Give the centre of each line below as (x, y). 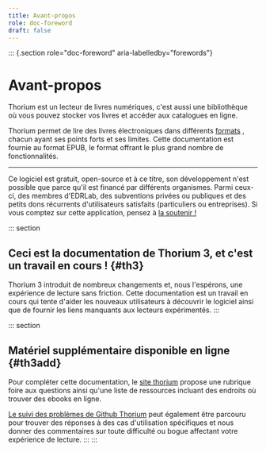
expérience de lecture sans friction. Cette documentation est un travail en (128, 293)
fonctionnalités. (34, 156)
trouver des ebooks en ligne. (55, 399)
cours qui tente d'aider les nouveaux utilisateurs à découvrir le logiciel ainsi (131, 302)
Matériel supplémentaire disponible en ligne (119, 350)
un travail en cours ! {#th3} (76, 266)
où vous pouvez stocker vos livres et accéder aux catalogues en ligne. (123, 115)
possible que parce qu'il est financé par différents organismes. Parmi (121, 187)
